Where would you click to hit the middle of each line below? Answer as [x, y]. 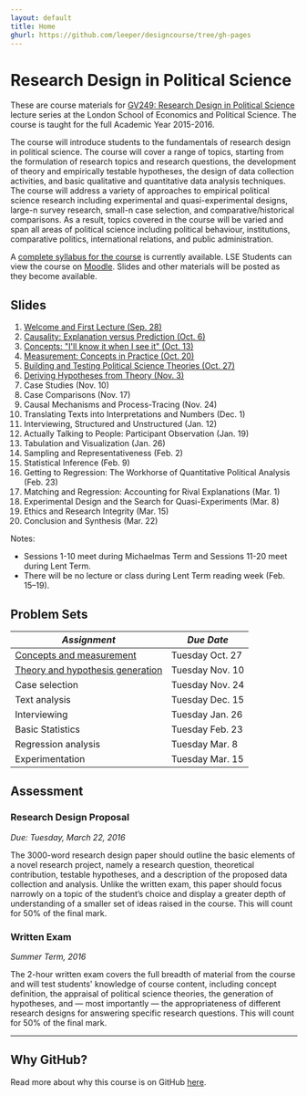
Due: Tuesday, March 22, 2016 [68, 837]
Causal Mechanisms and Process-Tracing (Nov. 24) [120, 405]
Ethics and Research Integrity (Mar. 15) [96, 511]
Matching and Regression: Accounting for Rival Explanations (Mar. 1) [152, 492]
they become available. [54, 277]
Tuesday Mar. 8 [205, 744]
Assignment [89, 640]
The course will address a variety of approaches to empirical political [140, 191]
